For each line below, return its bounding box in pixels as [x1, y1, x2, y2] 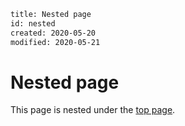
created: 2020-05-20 [10, 28, 97, 38]
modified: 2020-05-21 [10, 37, 101, 47]
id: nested [10, 18, 56, 29]
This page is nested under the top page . [10, 104, 176, 116]
